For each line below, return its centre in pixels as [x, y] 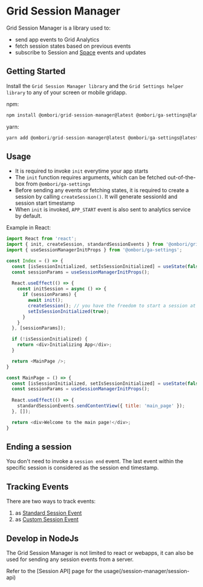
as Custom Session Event [47, 519]
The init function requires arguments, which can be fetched [90, 178]
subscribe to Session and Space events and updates [80, 52]
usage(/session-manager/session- [147, 571]
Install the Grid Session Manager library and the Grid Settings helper [95, 86]
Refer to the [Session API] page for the [54, 571]
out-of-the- [182, 178]
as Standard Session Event [48, 513]
